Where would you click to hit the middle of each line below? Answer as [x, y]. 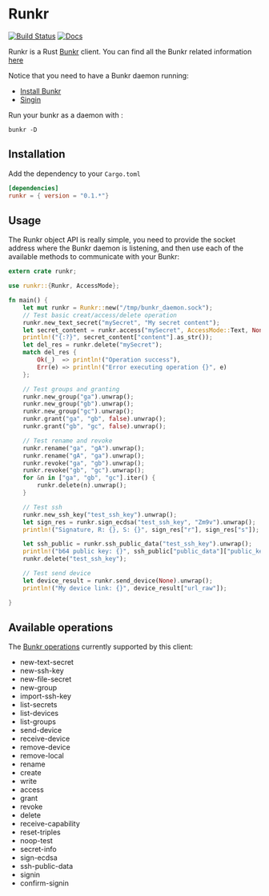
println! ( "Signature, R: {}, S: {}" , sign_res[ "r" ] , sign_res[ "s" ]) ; [141, 530]
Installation [37, 154]
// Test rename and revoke [68, 441]
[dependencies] [34, 188]
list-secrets [38, 705]
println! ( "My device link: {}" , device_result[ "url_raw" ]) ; [125, 588]
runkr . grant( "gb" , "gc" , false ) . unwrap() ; [94, 426]
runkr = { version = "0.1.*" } [59, 196]
